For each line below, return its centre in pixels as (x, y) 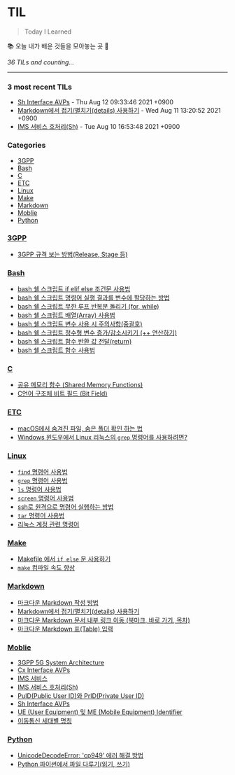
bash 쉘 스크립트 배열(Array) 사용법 (66, 315)
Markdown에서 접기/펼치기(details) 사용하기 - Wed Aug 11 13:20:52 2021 (119, 111)
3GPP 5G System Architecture (61, 662)
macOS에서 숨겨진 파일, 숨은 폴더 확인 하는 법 (80, 428)
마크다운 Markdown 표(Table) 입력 (65, 629)
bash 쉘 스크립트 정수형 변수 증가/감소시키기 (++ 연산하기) (97, 333)
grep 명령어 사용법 (42, 481)
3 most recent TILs (40, 87)
